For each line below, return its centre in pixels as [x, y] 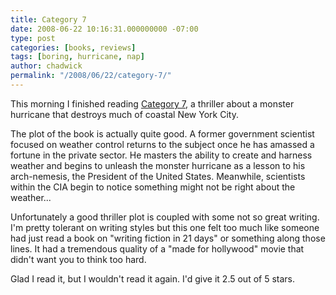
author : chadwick [46, 66]
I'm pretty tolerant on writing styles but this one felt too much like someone [165, 227]
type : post [33, 38]
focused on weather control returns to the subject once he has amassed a [162, 144]
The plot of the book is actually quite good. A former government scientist [162, 133]
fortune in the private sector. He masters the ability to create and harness [161, 155]
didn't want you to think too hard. [78, 259]
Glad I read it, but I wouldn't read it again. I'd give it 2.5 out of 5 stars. [152, 278]
